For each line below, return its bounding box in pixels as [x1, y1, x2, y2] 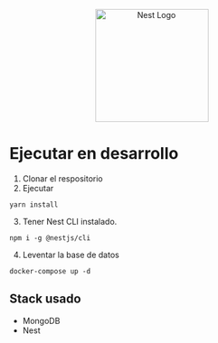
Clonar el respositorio [22, 172, 104, 184]
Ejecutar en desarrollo [9, 144, 179, 164]
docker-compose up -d [9, 266, 91, 275]
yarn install [9, 199, 59, 209]
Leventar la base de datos [22, 249, 119, 260]
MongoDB [22, 315, 61, 326]
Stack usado [9, 292, 81, 307]
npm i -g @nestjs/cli [9, 233, 91, 243]
